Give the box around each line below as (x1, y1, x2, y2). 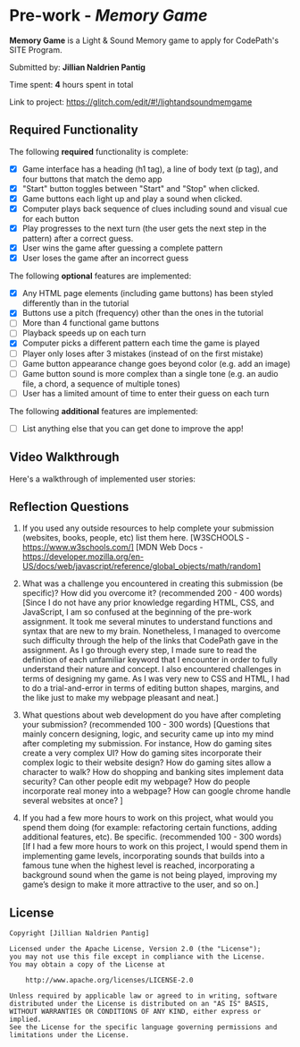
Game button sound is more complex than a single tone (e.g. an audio (21, 368, 279, 379)
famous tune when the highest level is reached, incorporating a (21, 860, 255, 871)
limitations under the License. (9, 1031, 129, 1040)
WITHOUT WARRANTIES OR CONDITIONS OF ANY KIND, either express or (9, 1008, 262, 1017)
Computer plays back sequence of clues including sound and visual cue (21, 203, 288, 214)
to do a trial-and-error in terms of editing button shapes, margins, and (21, 683, 279, 694)
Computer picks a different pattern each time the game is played (21, 337, 261, 349)
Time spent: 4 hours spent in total (9, 79, 134, 89)
